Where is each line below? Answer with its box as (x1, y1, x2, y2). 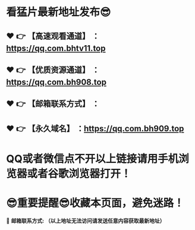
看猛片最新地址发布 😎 (6, 5, 111, 19)
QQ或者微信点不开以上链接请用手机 (6, 152, 179, 165)
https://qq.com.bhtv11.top (6, 43, 106, 53)
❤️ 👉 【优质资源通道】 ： (6, 65, 100, 75)
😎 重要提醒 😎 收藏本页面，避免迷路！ (6, 197, 184, 210)
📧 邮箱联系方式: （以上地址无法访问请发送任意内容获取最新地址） (6, 217, 165, 224)
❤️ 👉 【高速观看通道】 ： (6, 31, 100, 41)
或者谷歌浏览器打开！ (27, 167, 132, 180)
